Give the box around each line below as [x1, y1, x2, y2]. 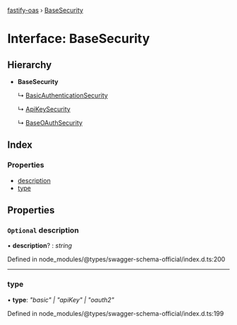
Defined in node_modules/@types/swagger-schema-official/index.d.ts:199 [7, 309, 224, 317]
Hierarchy [7, 59, 52, 71]
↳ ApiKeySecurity [17, 105, 71, 113]
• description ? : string [7, 242, 73, 250]
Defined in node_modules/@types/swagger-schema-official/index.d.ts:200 [7, 255, 226, 264]
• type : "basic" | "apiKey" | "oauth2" [7, 295, 115, 304]
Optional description [7, 225, 79, 235]
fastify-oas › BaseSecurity [7, 6, 83, 14]
